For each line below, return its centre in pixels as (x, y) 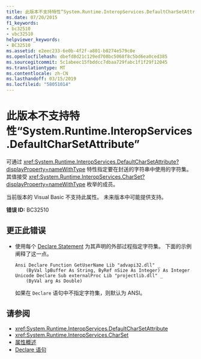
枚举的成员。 (103, 184)
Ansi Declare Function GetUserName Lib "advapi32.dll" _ (88, 265)
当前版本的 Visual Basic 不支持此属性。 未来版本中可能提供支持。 (86, 197)
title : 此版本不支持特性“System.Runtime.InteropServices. (76, 12)
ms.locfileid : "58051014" (38, 85)
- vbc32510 (20, 34)
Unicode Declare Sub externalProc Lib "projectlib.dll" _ (89, 275)
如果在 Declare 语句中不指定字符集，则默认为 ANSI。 (80, 293)
